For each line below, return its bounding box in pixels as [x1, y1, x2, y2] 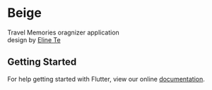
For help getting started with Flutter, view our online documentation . [7, 75, 205, 83]
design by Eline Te [7, 35, 61, 44]
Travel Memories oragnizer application [7, 28, 120, 37]
